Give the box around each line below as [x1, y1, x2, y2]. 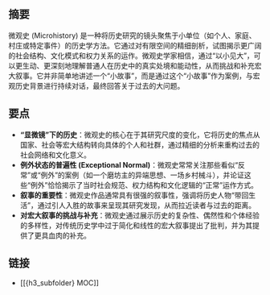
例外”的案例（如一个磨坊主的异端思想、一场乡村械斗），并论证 [40, 170, 245, 180]
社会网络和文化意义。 [19, 150, 91, 160]
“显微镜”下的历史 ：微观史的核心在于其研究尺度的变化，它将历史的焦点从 [19, 130, 260, 139]
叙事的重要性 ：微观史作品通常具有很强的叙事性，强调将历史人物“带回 [19, 190, 249, 200]
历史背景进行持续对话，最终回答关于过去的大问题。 [14, 81, 185, 90]
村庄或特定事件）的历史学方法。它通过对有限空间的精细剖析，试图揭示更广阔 [8, 40, 262, 50]
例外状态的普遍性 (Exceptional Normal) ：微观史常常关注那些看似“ [19, 160, 239, 169]
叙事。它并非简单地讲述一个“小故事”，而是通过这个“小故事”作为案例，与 [14, 71, 253, 81]
